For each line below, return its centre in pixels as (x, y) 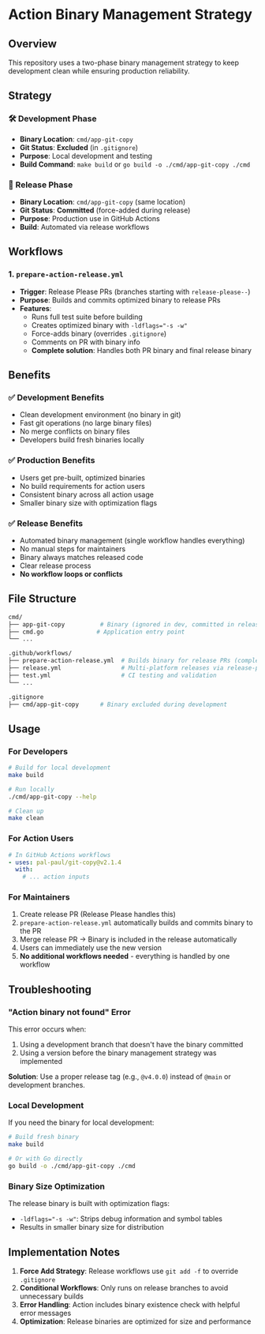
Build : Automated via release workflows (84, 227)
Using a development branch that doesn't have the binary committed (131, 1045)
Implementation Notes (64, 1252)
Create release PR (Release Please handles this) (97, 915)
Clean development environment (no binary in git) (100, 415)
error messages (45, 1313)
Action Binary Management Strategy (130, 15)
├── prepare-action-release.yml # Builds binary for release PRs (119, 661)
